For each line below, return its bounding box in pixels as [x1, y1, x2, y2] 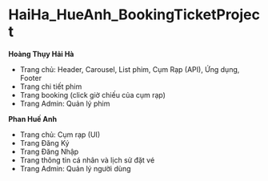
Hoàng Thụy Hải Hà [8, 49, 74, 58]
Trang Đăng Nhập [19, 147, 79, 156]
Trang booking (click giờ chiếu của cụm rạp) [19, 90, 166, 99]
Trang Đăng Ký [19, 138, 70, 147]
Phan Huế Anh [8, 114, 58, 123]
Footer [19, 73, 42, 82]
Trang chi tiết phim [19, 82, 82, 91]
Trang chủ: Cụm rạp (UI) [19, 130, 101, 139]
